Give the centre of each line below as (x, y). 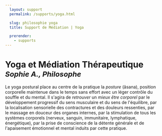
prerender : (20, 36)
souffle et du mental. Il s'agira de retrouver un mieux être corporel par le (78, 97)
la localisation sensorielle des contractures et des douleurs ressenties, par (80, 107)
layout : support (26, 9)
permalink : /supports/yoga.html (42, 14)
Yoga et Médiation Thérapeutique (74, 65)
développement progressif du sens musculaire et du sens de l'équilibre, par (81, 102)
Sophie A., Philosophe (43, 74)
